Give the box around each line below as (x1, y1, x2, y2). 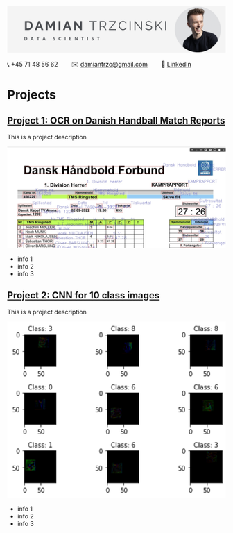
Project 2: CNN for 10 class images (7, 289, 160, 301)
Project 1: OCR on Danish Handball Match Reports (7, 115, 225, 126)
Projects (7, 87, 57, 103)
